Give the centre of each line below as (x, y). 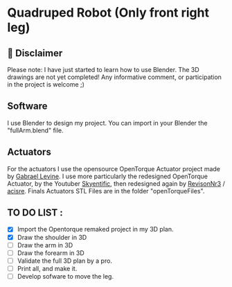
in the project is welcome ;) (46, 84)
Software (27, 106)
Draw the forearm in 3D (51, 253)
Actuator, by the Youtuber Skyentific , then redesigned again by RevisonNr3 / (116, 183)
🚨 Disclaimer (35, 53)
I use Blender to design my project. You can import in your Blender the (107, 123)
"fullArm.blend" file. (35, 130)
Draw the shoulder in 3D (52, 237)
